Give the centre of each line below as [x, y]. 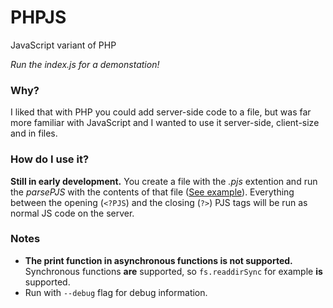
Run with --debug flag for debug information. [116, 292]
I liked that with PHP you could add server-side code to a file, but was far [161, 112]
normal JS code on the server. [72, 213]
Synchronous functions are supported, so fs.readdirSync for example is [173, 271]
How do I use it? [50, 159]
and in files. [34, 133]
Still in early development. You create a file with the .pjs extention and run [164, 181]
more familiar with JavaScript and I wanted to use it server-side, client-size [165, 123]
